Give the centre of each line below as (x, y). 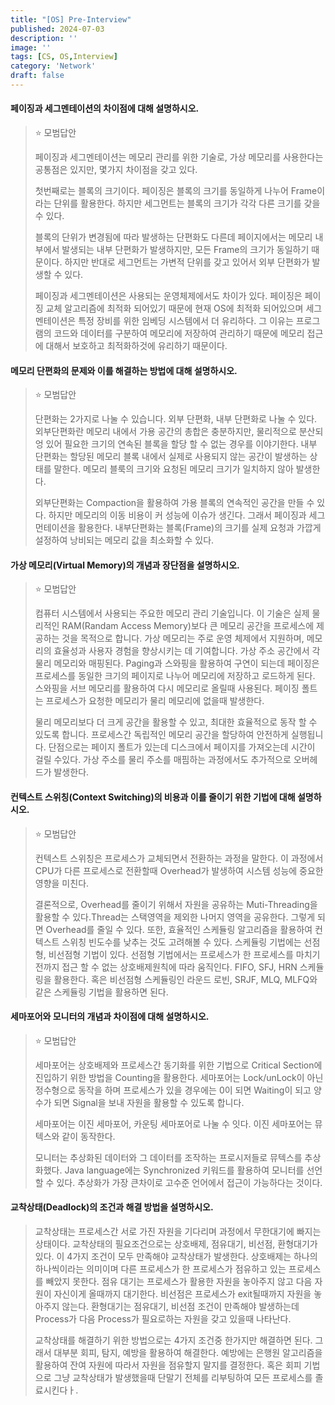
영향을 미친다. (62, 883)
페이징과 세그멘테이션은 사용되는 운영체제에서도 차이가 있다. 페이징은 (168, 296)
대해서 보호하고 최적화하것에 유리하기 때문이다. (136, 346)
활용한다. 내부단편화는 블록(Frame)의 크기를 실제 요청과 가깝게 (200, 528)
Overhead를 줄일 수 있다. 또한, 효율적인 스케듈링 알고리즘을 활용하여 (179, 929)
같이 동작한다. (88, 1136)
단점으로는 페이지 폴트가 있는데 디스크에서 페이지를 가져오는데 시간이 (182, 747)
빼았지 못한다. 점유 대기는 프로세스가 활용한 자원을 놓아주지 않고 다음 (179, 1282)
